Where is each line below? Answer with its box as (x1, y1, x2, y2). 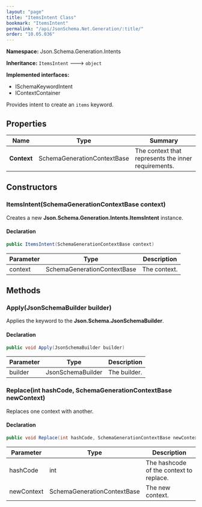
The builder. (108, 368, 142, 377)
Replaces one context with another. (6, 407, 94, 415)
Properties (6, 118, 47, 129)
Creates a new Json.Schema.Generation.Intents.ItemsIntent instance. (6, 214, 183, 221)
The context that (135, 146, 182, 155)
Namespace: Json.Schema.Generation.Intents (6, 48, 121, 55)
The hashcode (145, 458, 186, 467)
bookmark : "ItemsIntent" (6, 20, 69, 26)
